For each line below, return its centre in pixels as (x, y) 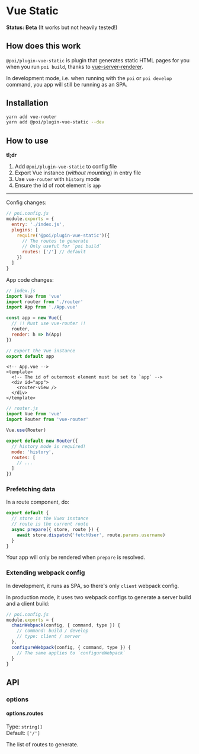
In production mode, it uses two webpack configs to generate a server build (99, 597)
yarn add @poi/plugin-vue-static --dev (55, 122)
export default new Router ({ (42, 441)
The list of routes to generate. (42, 744)
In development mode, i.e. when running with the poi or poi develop (89, 78)
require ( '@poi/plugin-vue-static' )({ (63, 236)
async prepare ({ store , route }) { (55, 529)
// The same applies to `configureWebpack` (71, 653)
